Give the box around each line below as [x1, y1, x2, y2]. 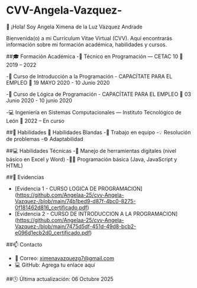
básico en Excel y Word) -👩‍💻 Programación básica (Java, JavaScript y [6, 155, 177, 163]
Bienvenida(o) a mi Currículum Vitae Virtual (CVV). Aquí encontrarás [6, 34, 173, 41]
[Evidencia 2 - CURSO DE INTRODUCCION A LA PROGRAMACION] [14, 210, 178, 217]
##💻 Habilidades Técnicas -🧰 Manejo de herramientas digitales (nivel [6, 147, 176, 154]
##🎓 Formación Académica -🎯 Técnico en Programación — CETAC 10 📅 [6, 53, 183, 60]
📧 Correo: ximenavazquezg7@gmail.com [14, 254, 114, 261]
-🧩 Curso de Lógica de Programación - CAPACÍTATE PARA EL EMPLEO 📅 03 [6, 90, 191, 98]
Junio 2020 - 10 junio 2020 [6, 97, 73, 104]
